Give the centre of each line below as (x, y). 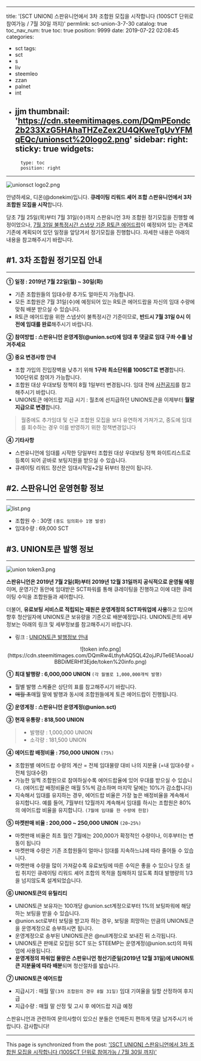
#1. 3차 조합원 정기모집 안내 (54, 260)
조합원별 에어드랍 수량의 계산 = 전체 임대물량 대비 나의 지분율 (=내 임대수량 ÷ (105, 766)
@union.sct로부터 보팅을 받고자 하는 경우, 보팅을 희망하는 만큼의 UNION (99, 921)
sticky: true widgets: (54, 149)
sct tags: (26, 48)
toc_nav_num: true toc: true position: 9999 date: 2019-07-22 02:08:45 (93, 30)
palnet (23, 86)
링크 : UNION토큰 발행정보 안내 (51, 637)
